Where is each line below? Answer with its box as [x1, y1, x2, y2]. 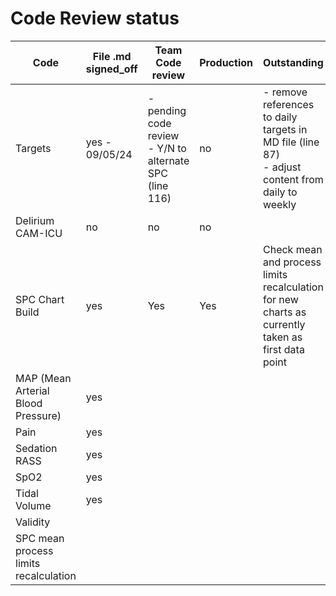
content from [262, 172, 324, 186]
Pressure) [15, 408, 62, 422]
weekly [262, 197, 297, 211]
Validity [15, 515, 51, 529]
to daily [262, 110, 298, 124]
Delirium [15, 213, 55, 227]
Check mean [262, 242, 323, 256]
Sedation [15, 441, 58, 455]
